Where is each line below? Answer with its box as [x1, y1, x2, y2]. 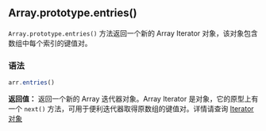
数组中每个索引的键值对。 [8, 38, 92, 48]
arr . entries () [8, 79, 56, 87]
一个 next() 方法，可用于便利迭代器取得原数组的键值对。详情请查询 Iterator [8, 103, 254, 114]
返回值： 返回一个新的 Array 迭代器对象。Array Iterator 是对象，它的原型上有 [8, 94, 259, 103]
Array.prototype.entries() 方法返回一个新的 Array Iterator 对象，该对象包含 [8, 28, 258, 38]
